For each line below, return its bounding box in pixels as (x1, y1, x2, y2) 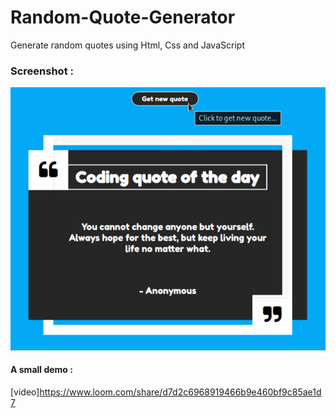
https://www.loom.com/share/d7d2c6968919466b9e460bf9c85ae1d (39, 386, 322, 398)
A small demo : (10, 364, 73, 376)
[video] (10, 386, 40, 398)
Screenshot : (10, 64, 74, 78)
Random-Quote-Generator (10, 6, 236, 29)
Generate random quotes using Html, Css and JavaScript (10, 39, 245, 51)
